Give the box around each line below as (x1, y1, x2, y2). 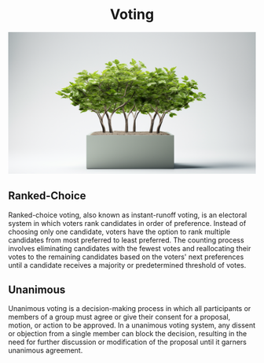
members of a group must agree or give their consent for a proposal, (8, 313, 231, 322)
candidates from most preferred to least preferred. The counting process (8, 235, 245, 245)
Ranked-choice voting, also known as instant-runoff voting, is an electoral (8, 210, 247, 220)
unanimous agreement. (8, 346, 83, 355)
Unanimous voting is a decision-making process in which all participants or (8, 304, 251, 313)
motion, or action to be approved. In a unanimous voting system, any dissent (8, 320, 256, 330)
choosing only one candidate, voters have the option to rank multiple (8, 227, 230, 236)
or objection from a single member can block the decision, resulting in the (8, 329, 247, 339)
